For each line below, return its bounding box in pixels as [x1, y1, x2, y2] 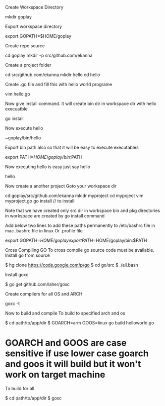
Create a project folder [5, 62, 52, 68]
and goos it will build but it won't [5, 358, 141, 370]
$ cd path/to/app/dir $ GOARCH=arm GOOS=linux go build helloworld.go [5, 320, 155, 325]
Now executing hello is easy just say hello [5, 164, 91, 170]
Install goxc [5, 272, 29, 278]
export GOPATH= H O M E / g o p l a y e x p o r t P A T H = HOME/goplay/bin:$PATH [5, 237, 147, 243]
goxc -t [5, 301, 20, 306]
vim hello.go [5, 91, 31, 97]
